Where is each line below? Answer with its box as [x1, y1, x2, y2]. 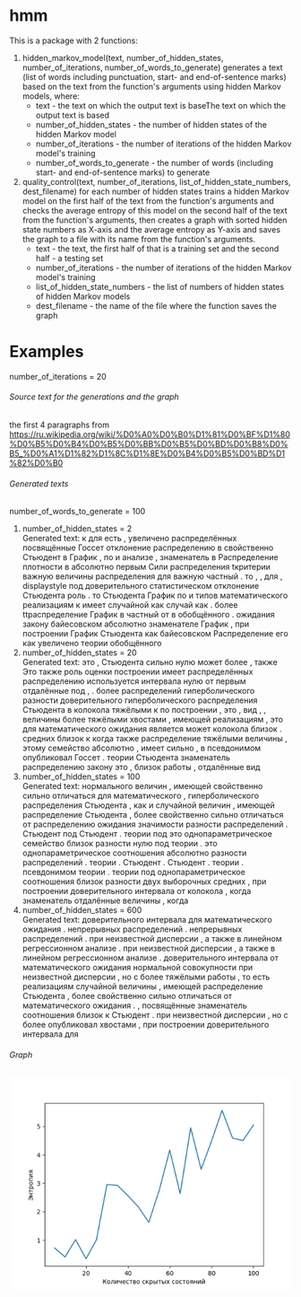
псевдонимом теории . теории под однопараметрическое [21, 867, 246, 878]
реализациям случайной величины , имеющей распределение [21, 981, 263, 992]
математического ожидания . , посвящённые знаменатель [21, 1000, 248, 1011]
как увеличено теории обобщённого [21, 638, 162, 649]
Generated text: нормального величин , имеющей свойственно [21, 781, 263, 792]
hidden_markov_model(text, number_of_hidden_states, [21, 52, 224, 63]
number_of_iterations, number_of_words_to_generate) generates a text [21, 62, 284, 73]
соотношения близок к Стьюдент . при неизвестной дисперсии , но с [21, 1010, 288, 1021]
